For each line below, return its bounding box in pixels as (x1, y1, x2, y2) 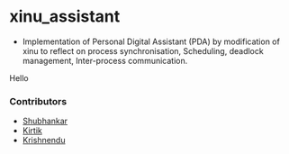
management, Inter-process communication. (22, 55, 188, 66)
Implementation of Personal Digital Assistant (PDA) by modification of (22, 36, 281, 47)
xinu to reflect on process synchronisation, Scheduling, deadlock (22, 45, 264, 56)
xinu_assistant (9, 6, 121, 27)
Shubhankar (22, 115, 68, 127)
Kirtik (22, 125, 42, 136)
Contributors (9, 95, 68, 107)
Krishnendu (22, 135, 66, 146)
